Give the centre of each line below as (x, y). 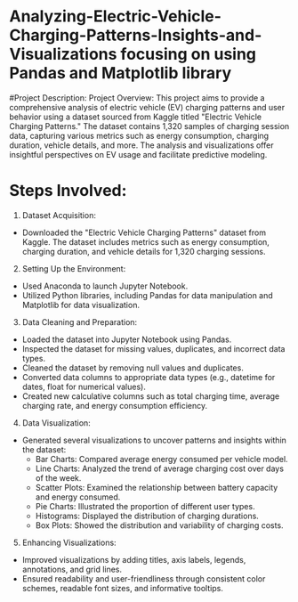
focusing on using (188, 54)
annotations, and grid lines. (72, 569)
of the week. (58, 477)
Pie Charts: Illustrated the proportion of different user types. (145, 506)
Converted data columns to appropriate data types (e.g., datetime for (149, 377)
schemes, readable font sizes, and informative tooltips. (123, 588)
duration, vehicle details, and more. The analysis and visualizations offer (141, 145)
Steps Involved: (68, 191)
